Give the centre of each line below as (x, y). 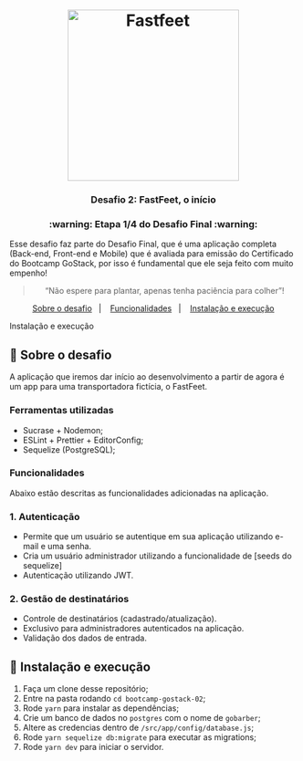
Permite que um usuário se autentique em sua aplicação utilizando (148, 537)
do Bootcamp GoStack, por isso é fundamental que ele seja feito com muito (151, 264)
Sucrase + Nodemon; (63, 430)
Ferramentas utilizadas (62, 411)
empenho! (29, 273)
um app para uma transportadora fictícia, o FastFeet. (109, 387)
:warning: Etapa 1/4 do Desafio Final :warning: (153, 224)
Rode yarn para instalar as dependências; (101, 708)
